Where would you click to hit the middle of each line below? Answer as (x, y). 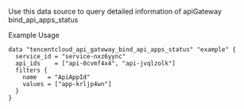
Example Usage (34, 35)
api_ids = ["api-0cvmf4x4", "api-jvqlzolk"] (96, 63)
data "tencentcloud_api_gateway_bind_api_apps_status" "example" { (122, 50)
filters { (31, 70)
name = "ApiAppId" (56, 77)
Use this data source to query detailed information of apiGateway (115, 11)
